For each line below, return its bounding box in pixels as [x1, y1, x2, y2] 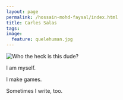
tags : [6, 25, 20, 32]
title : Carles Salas [6, 20, 58, 26]
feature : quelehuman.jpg [11, 36, 73, 42]
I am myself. [6, 64, 36, 71]
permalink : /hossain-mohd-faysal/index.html [6, 14, 118, 20]
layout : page [6, 8, 39, 15]
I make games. [6, 76, 42, 83]
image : [6, 31, 23, 37]
